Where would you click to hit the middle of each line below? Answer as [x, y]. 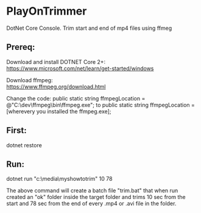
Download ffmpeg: [30, 80]
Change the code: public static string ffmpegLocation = [76, 98]
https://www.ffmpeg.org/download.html [56, 86]
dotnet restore [24, 145]
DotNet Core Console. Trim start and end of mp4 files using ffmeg [89, 28]
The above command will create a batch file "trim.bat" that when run [92, 190]
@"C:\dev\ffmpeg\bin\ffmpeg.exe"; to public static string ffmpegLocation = [100, 105]
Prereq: [21, 47]
